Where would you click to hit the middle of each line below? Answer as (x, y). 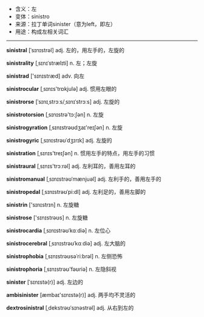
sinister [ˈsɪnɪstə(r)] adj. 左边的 (45, 282)
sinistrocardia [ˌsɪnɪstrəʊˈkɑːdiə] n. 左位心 (59, 230)
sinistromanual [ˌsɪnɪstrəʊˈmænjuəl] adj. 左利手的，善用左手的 (84, 179)
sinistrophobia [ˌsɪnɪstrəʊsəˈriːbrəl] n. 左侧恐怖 (64, 256)
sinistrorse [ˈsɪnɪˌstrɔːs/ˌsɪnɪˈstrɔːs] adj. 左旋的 (63, 102)
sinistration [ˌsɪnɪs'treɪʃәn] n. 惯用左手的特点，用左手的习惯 (80, 153)
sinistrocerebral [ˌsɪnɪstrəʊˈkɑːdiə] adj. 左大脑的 (66, 243)
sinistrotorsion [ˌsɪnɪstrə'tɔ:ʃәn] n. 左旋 (55, 115)
